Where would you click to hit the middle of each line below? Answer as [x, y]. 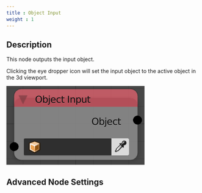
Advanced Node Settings [55, 182]
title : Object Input [34, 13]
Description [29, 45]
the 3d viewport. [27, 78]
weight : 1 [20, 19]
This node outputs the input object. [50, 59]
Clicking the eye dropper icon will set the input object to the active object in [101, 71]
